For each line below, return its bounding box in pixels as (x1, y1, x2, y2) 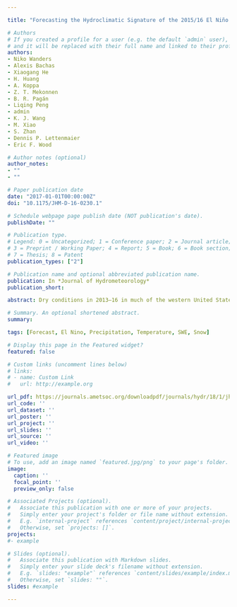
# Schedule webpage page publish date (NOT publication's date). (7, 212, 203, 219)
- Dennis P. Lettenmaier (7, 134, 80, 141)
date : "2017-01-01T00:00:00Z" (7, 192, 97, 200)
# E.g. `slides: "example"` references (7, 570, 131, 577)
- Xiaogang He (7, 69, 49, 76)
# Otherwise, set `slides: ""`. (7, 577, 109, 584)
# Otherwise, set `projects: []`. (7, 524, 115, 531)
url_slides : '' (7, 426, 52, 434)
